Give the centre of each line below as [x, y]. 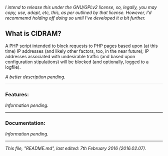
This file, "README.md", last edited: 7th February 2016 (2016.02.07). [76, 148]
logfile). [13, 67]
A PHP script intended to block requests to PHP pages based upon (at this [81, 46]
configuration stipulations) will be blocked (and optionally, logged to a [77, 62]
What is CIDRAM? [33, 34]
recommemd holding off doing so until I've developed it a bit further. [75, 18]
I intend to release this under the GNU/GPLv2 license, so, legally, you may [81, 7]
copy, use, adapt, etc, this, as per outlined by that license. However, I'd [78, 13]
